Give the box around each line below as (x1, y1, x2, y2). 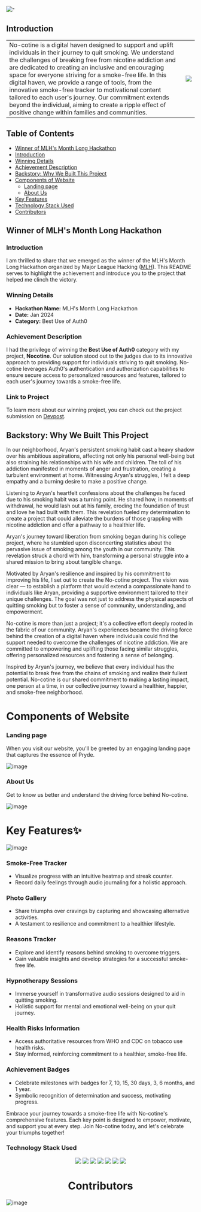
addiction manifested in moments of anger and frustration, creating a (6, 465, 176, 473)
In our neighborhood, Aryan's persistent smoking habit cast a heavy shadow (6, 446, 194, 454)
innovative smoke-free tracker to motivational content (9, 86, 162, 94)
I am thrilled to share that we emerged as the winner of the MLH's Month (6, 257, 185, 264)
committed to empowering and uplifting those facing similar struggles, (6, 645, 179, 652)
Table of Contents (6, 129, 75, 139)
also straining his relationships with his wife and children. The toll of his (6, 459, 182, 466)
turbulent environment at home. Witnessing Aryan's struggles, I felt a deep (6, 471, 190, 479)
